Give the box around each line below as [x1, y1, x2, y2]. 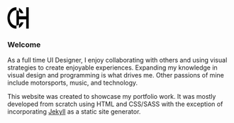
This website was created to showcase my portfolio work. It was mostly [7, 92, 216, 101]
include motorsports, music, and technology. [7, 78, 138, 87]
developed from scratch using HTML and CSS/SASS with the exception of [7, 100, 223, 109]
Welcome [7, 39, 41, 49]
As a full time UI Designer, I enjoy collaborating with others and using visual [7, 56, 228, 65]
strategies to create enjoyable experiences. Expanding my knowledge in [7, 63, 218, 72]
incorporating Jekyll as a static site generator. [7, 107, 141, 116]
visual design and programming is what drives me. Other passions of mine [7, 71, 225, 80]
